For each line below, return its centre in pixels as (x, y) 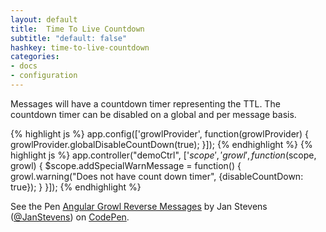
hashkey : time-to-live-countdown (80, 47)
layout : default (44, 19)
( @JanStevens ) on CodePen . (70, 217)
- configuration (44, 76)
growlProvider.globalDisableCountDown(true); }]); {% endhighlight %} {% (161, 144)
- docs (24, 66)
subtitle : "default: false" (69, 38)
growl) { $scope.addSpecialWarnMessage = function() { (126, 165)
